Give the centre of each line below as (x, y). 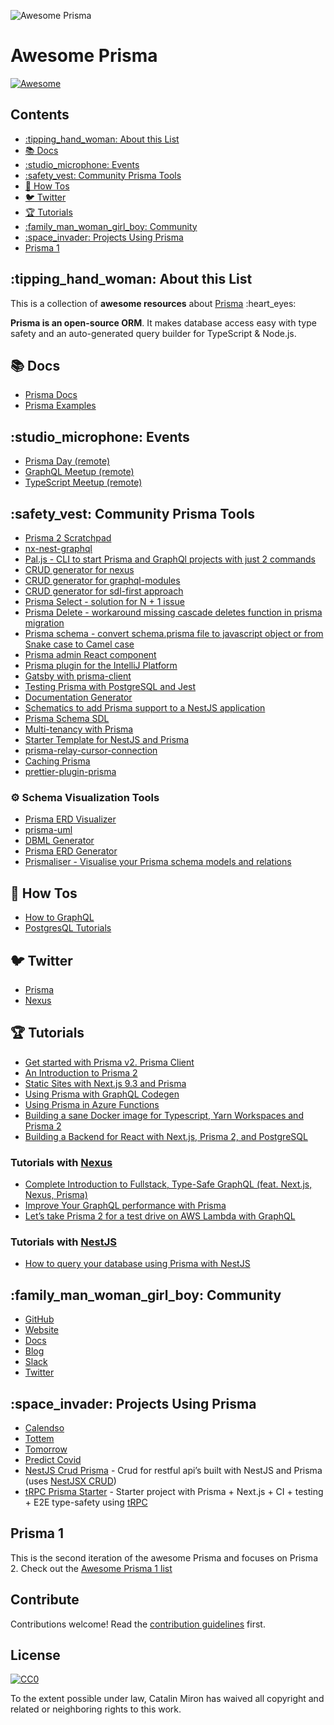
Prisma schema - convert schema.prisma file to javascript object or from (174, 633)
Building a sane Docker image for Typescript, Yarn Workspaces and (164, 1115)
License (35, 1655)
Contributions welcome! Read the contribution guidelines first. (138, 1624)
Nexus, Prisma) (56, 1195)
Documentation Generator (78, 697)
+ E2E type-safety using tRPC (86, 1502)
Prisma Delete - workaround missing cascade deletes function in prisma (173, 612)
